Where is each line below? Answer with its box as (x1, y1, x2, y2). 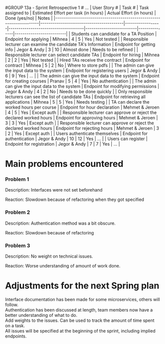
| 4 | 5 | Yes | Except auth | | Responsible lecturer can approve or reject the (5, 110, 157, 115)
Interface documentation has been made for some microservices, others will (5, 297, 160, 303)
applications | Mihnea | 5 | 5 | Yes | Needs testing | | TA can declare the (5, 99, 150, 105)
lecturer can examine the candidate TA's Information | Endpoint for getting (5, 41, 156, 47)
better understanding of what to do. (5, 312, 78, 318)
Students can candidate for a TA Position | (71, 31, 157, 37)
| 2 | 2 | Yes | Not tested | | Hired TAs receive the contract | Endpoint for (5, 57, 151, 63)
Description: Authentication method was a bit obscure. (5, 220, 116, 226)
